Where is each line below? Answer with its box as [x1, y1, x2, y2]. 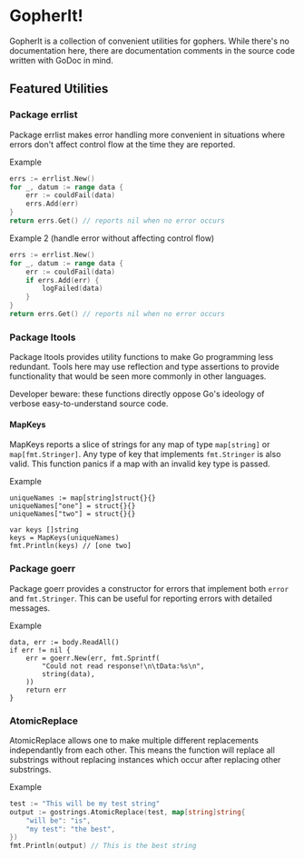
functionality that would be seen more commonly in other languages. [9, 371, 267, 382]
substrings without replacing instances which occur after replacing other [9, 754, 281, 764]
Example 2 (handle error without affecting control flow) [9, 233, 215, 244]
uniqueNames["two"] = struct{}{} [9, 510, 136, 519]
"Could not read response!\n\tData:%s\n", [42, 661, 205, 671]
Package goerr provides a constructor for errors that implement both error [9, 583, 289, 594]
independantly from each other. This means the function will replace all [9, 744, 275, 755]
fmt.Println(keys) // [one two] [9, 542, 132, 551]
